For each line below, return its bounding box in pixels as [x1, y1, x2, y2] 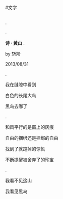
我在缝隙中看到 [5, 81, 36, 88]
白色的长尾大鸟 [5, 93, 36, 99]
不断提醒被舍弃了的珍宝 [5, 157, 54, 163]
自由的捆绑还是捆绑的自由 [5, 135, 58, 141]
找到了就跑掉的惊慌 [5, 146, 45, 152]
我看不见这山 [5, 178, 32, 184]
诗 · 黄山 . [5, 40, 25, 46]
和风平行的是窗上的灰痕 [5, 124, 54, 130]
